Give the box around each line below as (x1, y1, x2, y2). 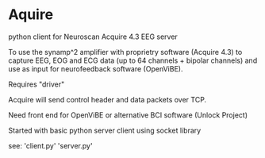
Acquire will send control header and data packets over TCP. (8, 94, 207, 104)
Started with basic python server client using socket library (8, 125, 202, 135)
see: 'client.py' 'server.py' (8, 141, 93, 150)
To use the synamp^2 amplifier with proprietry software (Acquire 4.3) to (8, 47, 243, 56)
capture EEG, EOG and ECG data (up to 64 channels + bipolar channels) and (8, 56, 258, 65)
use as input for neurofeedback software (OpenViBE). (8, 64, 183, 73)
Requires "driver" (8, 79, 65, 89)
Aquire (8, 6, 54, 24)
